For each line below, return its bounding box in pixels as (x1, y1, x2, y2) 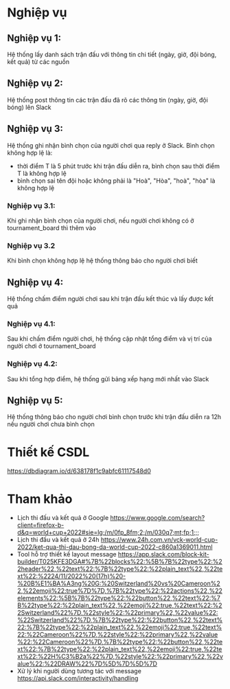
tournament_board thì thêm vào (7, 223, 96, 231)
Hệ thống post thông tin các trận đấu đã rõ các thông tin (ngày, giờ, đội (7, 95, 208, 104)
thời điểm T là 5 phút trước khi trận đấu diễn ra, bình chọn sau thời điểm (16, 161, 220, 170)
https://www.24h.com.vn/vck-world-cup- (100, 536, 218, 544)
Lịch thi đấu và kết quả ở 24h (16, 536, 100, 544)
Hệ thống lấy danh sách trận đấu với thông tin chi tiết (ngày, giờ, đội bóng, (7, 50, 217, 58)
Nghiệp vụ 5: (7, 395, 63, 407)
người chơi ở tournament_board (7, 342, 96, 350)
